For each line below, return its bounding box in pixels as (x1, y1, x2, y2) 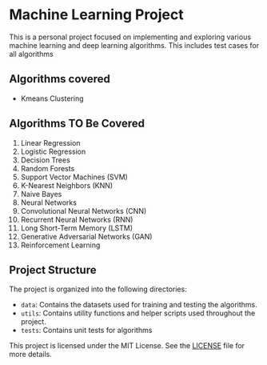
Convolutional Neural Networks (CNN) (20, 206, 147, 215)
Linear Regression (20, 138, 81, 147)
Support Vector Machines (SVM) (20, 172, 129, 182)
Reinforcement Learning (20, 240, 101, 250)
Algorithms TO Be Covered (9, 117, 145, 130)
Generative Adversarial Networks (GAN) (20, 231, 153, 241)
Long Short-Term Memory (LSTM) (20, 223, 133, 233)
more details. (9, 350, 53, 359)
